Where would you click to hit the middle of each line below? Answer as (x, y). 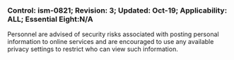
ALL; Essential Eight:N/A (50, 19)
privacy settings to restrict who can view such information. (93, 49)
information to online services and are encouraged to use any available (111, 42)
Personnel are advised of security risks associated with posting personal (113, 34)
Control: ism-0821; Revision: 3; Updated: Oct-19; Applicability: (117, 10)
